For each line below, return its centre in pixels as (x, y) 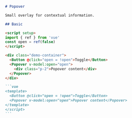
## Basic (14, 24)
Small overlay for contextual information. (50, 15)
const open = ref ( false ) (30, 42)
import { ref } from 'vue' (32, 38)
